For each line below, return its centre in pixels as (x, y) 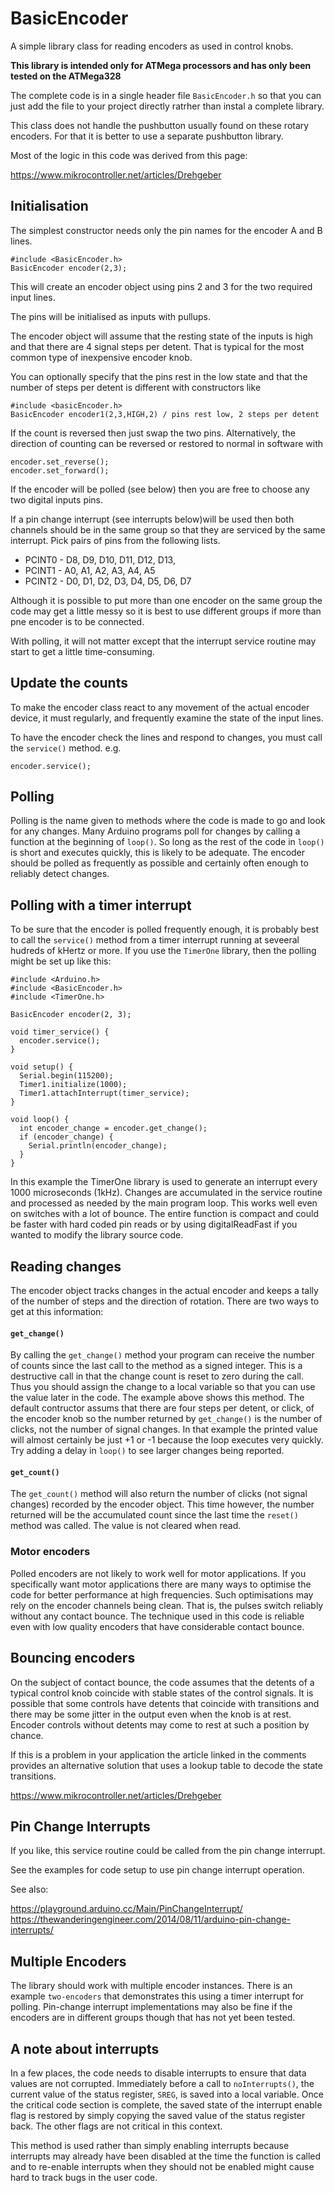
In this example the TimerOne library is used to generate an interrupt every (164, 1182)
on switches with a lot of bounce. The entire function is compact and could (164, 1214)
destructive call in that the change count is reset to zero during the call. (157, 1376)
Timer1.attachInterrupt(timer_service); (104, 1093)
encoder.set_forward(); (60, 470)
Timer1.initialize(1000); (73, 1085)
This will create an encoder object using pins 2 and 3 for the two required (161, 286)
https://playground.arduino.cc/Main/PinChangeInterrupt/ (126, 1909)
